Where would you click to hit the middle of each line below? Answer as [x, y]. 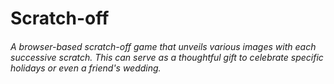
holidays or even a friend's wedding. [86, 68]
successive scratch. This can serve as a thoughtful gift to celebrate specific [167, 57]
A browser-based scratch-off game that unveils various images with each [163, 46]
